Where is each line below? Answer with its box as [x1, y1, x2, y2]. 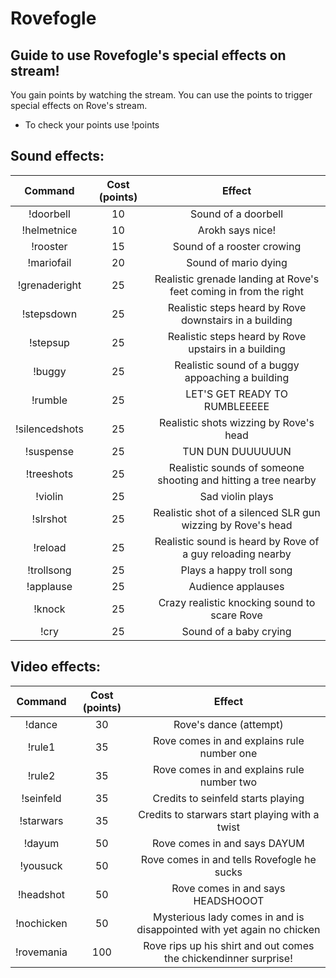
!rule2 [27, 768, 56, 782]
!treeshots [25, 467, 74, 481]
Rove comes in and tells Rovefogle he [140, 852, 317, 866]
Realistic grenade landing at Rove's [154, 272, 320, 286]
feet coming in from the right [169, 284, 304, 298]
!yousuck [19, 858, 63, 872]
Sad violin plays [199, 489, 274, 503]
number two [199, 775, 257, 789]
